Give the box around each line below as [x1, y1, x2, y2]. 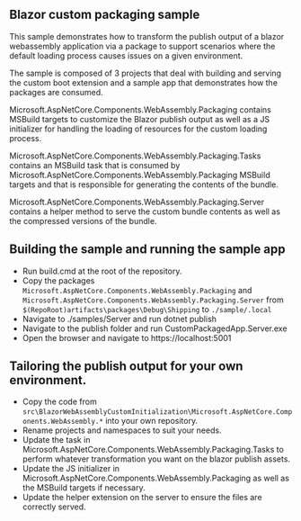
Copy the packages [22, 274, 95, 286]
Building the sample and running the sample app [9, 242, 286, 257]
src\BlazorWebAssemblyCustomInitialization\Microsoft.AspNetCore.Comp [22, 408, 293, 417]
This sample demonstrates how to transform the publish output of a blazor [9, 31, 285, 41]
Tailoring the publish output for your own [9, 359, 243, 374]
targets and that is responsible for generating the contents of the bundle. [9, 179, 279, 190]
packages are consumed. [9, 86, 103, 97]
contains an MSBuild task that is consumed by [9, 159, 181, 170]
